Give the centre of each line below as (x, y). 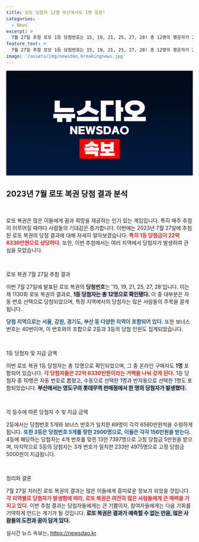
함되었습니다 (21, 388)
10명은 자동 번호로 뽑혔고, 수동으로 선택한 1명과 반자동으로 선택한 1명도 (105, 381)
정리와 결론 (19, 478)
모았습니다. (30, 250)
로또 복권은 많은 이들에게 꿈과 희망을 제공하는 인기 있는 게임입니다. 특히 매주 (94, 221)
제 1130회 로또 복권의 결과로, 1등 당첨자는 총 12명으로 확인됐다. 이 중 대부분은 (94, 294)
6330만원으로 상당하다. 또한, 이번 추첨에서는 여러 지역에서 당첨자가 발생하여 (94, 243)
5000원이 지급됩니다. (31, 454)
